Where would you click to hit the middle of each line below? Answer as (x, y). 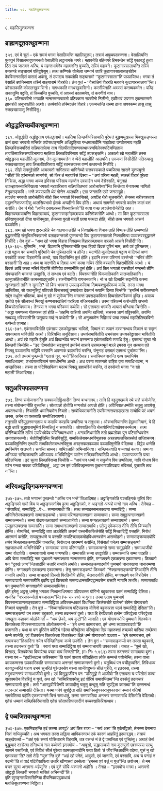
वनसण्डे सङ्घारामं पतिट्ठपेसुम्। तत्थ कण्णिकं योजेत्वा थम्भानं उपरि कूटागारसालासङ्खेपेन (71, 72)
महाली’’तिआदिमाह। (20, 372)
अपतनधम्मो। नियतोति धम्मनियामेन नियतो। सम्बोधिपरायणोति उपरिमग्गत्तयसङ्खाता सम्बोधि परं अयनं (80, 411)
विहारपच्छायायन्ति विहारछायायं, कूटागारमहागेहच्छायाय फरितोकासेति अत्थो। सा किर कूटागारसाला (77, 214)
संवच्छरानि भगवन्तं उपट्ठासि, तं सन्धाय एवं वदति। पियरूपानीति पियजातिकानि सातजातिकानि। (74, 274)
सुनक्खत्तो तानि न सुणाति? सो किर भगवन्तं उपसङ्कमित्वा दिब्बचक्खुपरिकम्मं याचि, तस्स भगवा (74, 285)
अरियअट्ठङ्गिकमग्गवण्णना (34, 487)
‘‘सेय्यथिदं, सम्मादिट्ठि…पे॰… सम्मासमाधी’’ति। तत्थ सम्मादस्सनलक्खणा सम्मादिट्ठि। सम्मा (71, 509)
